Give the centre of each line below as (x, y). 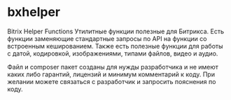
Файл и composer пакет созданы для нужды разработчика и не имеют (113, 67)
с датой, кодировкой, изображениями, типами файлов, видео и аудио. (113, 53)
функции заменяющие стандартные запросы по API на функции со (107, 38)
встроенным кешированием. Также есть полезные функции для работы (115, 46)
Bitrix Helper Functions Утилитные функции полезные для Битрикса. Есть (116, 31)
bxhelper (34, 12)
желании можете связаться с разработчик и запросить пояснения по (112, 81)
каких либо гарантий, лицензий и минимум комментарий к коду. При (111, 74)
